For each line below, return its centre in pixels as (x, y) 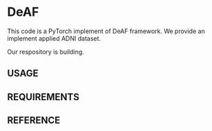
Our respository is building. (46, 52)
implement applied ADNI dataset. (54, 38)
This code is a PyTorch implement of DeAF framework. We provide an (106, 31)
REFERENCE (34, 120)
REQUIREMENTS (43, 97)
